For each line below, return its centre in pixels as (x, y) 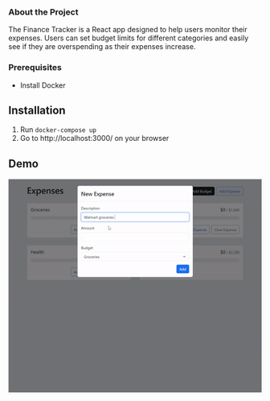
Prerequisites (35, 68)
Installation (37, 110)
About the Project (43, 12)
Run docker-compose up (58, 130)
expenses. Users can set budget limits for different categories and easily (129, 38)
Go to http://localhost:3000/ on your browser (94, 138)
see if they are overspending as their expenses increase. (102, 47)
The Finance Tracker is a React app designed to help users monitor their (128, 30)
